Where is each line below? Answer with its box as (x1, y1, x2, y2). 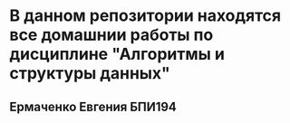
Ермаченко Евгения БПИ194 (9, 99, 177, 114)
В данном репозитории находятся (9, 5, 282, 26)
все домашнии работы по (9, 24, 214, 45)
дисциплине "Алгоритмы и (9, 44, 225, 64)
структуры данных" (9, 63, 170, 84)
